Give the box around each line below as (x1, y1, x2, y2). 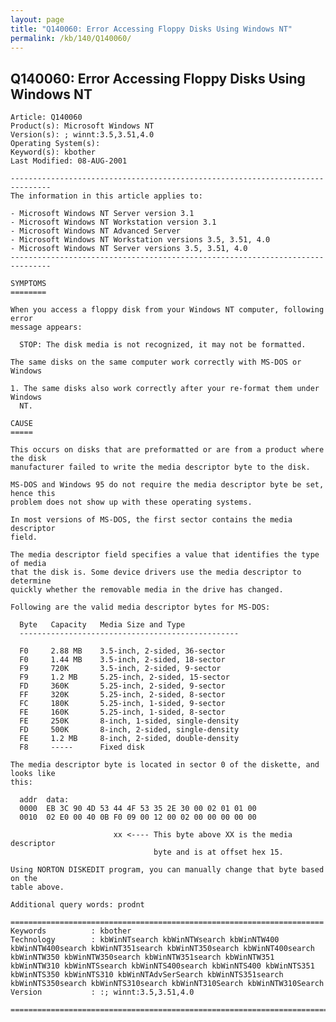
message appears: (10, 322, 83, 333)
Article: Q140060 (10, 112, 83, 123)
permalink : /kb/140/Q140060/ (10, 33, 132, 43)
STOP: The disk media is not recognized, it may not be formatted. (19, 340, 307, 350)
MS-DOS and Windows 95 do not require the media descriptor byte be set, (10, 480, 325, 490)
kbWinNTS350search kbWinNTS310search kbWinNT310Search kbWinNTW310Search (10, 979, 325, 989)
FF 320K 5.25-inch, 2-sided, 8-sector (19, 690, 226, 700)
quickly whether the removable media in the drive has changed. (10, 585, 284, 595)
